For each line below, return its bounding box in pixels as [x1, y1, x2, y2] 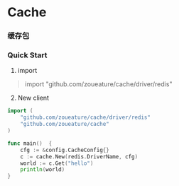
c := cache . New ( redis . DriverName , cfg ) [20, 153, 139, 160]
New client [17, 93, 50, 103]
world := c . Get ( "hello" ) [20, 160, 94, 167]
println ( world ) [20, 166, 65, 173]
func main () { [7, 139, 53, 147]
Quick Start [7, 50, 48, 60]
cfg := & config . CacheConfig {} [20, 146, 110, 153]
